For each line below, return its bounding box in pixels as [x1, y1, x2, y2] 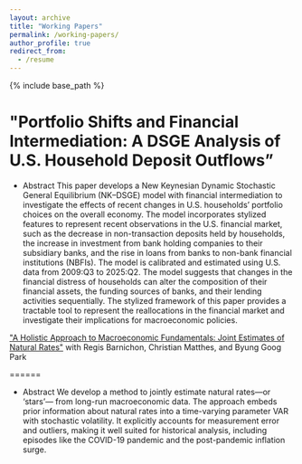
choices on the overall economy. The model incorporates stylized [22, 209, 267, 220]
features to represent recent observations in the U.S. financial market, [22, 218, 283, 229]
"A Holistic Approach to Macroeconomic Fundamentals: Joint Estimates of [9, 332, 285, 343]
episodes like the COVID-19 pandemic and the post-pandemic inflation [22, 434, 286, 445]
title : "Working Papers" [9, 22, 103, 31]
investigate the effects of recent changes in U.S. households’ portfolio [22, 199, 283, 210]
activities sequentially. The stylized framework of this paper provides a [22, 295, 287, 306]
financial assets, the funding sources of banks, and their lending [22, 286, 262, 297]
